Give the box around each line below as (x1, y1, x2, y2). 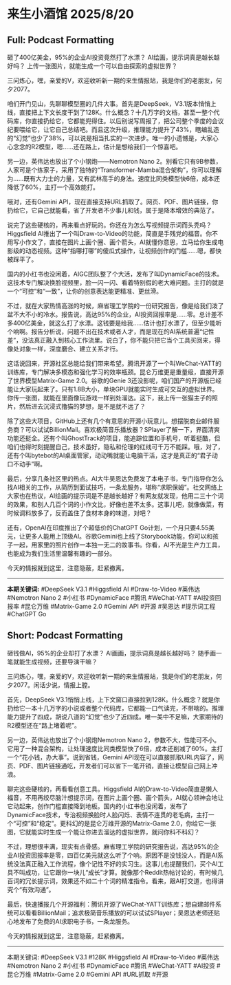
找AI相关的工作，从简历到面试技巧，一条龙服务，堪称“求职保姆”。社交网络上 (7, 483, 223, 491)
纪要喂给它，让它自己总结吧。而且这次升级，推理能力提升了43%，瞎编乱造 (7, 125, 220, 133)
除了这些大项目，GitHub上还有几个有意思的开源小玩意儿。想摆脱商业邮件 (7, 417, 214, 425)
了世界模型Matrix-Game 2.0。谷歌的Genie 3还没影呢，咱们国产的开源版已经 (7, 376, 222, 385)
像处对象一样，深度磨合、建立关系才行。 (7, 345, 122, 353)
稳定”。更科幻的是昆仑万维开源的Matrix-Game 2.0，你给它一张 (38, 819, 217, 827)
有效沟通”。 (21, 885, 55, 894)
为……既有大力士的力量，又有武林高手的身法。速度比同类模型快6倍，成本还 (7, 175, 220, 182)
